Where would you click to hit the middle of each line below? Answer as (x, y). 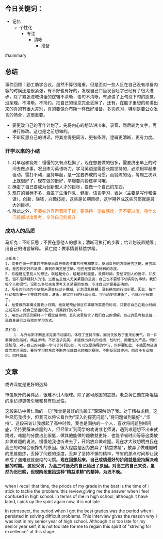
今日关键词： (24, 9)
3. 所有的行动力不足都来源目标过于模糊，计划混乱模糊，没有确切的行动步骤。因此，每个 (81, 290)
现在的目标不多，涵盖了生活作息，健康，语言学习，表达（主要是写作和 (82, 193)
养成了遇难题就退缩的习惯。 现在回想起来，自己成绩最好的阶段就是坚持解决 (79, 460)
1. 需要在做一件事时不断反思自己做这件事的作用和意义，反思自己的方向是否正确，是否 (79, 264)
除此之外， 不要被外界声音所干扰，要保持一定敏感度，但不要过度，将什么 (84, 211)
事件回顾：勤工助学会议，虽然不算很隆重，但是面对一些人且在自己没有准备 (79, 84)
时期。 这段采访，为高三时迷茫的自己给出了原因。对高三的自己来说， (82, 466)
